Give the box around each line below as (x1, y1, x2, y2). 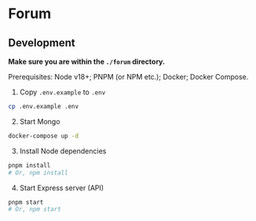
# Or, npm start (8, 205, 61, 213)
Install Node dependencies (19, 146, 107, 156)
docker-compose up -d (8, 131, 79, 140)
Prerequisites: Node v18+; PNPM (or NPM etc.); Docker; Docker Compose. (8, 72, 249, 81)
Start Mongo (19, 116, 60, 126)
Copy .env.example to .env (19, 87, 106, 97)
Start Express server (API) (19, 182, 104, 193)
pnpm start (8, 198, 44, 206)
